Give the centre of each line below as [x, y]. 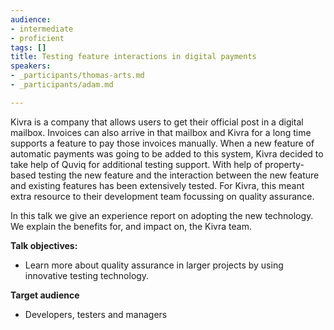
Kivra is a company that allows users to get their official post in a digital [157, 122]
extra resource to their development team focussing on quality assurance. [162, 196]
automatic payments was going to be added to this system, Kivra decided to [167, 153]
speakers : [31, 66]
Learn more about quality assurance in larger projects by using [154, 265]
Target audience [45, 295]
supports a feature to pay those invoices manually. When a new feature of [162, 143]
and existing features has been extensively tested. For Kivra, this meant [157, 185]
